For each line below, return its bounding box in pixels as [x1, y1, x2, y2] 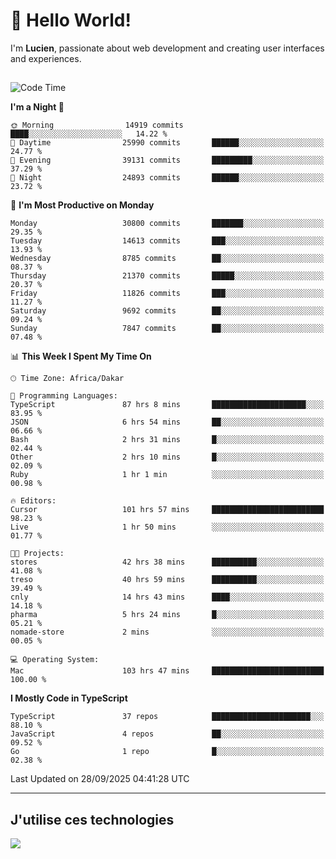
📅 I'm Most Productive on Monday [10, 199, 155, 211]
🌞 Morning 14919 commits [10, 120, 184, 131]
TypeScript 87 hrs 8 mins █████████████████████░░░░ [10, 400, 325, 410]
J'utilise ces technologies [10, 811, 175, 828]
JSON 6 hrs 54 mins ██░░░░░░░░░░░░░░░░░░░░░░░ [10, 417, 325, 428]
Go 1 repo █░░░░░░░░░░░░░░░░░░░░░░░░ [10, 747, 325, 757]
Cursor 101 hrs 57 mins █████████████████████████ [10, 505, 325, 515]
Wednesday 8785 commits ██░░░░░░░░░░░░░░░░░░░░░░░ [10, 254, 325, 264]
